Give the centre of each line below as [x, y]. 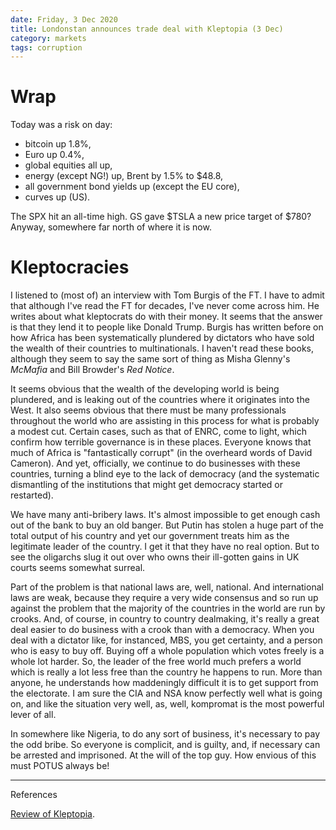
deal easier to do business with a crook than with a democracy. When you [162, 630]
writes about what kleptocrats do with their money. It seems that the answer [166, 317]
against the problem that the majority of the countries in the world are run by [168, 608]
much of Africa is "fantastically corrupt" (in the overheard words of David [161, 453]
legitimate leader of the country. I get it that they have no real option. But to [165, 547]
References [34, 795]
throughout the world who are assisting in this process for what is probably [165, 421]
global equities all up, [68, 165]
